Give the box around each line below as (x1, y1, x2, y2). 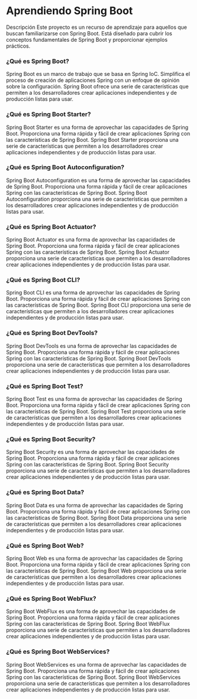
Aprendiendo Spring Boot (6, 4, 133, 18)
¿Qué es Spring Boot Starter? (6, 110, 91, 118)
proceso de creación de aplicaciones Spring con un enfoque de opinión (6, 77, 180, 84)
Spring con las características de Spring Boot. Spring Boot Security (6, 461, 169, 468)
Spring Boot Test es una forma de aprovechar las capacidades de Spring (6, 396, 182, 403)
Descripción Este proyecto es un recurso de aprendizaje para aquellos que (6, 24, 187, 31)
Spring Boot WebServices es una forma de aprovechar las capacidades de (6, 661, 187, 668)
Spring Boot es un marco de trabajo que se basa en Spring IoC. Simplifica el (6, 71, 190, 78)
